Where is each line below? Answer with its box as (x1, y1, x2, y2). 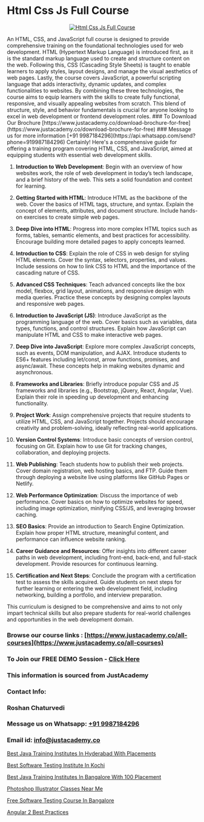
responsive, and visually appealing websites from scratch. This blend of (7, 99, 186, 107)
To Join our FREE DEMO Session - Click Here (7, 655, 140, 663)
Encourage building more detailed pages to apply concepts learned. (15, 237, 185, 245)
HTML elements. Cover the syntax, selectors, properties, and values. (15, 256, 187, 264)
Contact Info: (7, 687, 47, 695)
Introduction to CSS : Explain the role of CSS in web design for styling (15, 250, 189, 257)
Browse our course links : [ (7, 631, 87, 639)
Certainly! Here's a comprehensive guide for (66, 138, 177, 145)
